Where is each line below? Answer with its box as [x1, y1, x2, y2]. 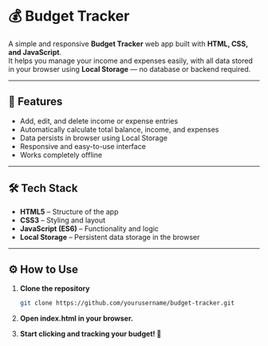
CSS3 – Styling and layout [19, 215, 106, 225]
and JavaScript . [8, 47, 62, 57]
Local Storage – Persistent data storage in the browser [19, 232, 200, 242]
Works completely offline [19, 150, 102, 159]
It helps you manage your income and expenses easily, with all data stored [8, 56, 253, 65]
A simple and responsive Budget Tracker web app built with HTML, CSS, [8, 38, 249, 49]
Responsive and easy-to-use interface [19, 141, 146, 151]
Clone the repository [19, 284, 90, 293]
